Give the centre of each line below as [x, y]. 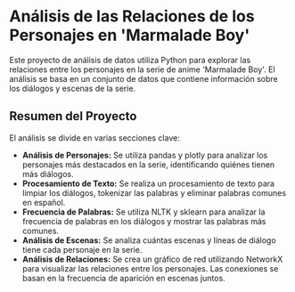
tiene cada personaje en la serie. [82, 249]
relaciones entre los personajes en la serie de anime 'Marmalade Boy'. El [142, 69]
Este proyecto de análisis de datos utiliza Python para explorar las [130, 60]
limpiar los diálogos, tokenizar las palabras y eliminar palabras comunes [154, 192]
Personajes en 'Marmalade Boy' [130, 35]
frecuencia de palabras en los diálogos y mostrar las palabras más [144, 221]
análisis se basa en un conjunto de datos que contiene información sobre [143, 78]
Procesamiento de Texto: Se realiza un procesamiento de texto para [148, 183]
